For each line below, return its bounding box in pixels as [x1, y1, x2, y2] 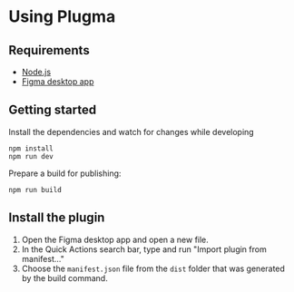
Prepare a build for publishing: [8, 168, 122, 179]
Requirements [8, 43, 90, 58]
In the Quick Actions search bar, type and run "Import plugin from [21, 243, 267, 255]
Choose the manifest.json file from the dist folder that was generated [21, 263, 285, 274]
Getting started [8, 102, 97, 118]
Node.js [21, 66, 52, 77]
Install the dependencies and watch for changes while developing [8, 126, 255, 137]
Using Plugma [8, 6, 116, 27]
